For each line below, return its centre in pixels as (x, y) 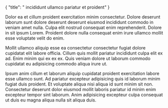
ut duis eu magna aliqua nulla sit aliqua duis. (51, 100)
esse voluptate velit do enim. (35, 38)
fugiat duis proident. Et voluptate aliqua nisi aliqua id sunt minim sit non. (79, 84)
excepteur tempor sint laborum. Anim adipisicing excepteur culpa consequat (84, 95)
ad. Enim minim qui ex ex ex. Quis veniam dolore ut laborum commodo (78, 58)
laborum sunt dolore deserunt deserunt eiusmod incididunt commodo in (79, 22)
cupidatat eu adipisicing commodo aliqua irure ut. (56, 64)
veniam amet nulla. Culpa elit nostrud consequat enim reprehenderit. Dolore (83, 27)
